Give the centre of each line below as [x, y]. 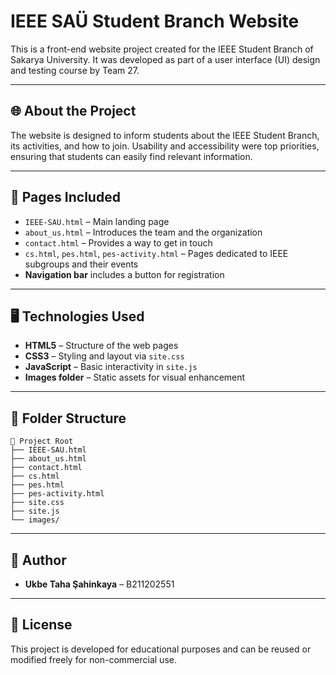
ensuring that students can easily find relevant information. [131, 156]
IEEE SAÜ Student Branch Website [155, 21]
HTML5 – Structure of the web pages [101, 346]
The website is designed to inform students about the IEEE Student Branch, [165, 135]
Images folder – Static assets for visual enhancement [135, 377]
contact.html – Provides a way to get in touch [118, 242]
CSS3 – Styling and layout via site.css [104, 356]
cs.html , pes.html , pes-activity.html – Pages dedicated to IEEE [156, 253]
